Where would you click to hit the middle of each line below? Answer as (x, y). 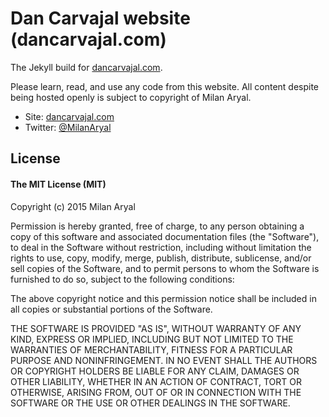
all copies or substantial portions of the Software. (111, 309)
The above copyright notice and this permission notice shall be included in (163, 298)
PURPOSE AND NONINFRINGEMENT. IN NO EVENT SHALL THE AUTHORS (164, 360)
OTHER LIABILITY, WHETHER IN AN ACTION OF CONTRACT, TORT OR (156, 381)
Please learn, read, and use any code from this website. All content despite (165, 86)
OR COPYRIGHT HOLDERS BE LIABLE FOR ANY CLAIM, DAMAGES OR (155, 371)
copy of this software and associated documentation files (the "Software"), (165, 236)
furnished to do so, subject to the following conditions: (122, 279)
